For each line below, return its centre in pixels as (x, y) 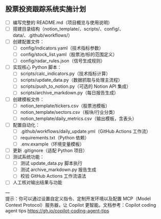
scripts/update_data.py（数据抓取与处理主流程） (71, 80)
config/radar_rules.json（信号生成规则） (63, 61)
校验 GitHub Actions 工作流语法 (53, 176)
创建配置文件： (28, 41)
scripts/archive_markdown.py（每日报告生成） (70, 93)
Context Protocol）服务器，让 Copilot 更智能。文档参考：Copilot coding (81, 205)
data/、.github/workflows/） (42, 35)
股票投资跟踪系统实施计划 (45, 9)
